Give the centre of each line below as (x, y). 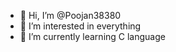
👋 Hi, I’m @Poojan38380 (70, 15)
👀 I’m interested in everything (80, 26)
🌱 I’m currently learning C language (92, 36)
